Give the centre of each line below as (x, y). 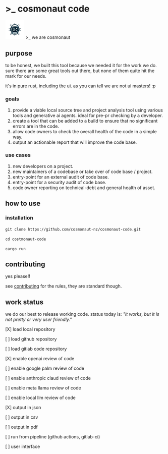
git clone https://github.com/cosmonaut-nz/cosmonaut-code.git (73, 229)
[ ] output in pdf (21, 427)
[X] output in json (23, 408)
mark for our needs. (26, 76)
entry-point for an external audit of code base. (61, 177)
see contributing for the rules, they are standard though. (64, 286)
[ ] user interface (23, 446)
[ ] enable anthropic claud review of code (48, 378)
